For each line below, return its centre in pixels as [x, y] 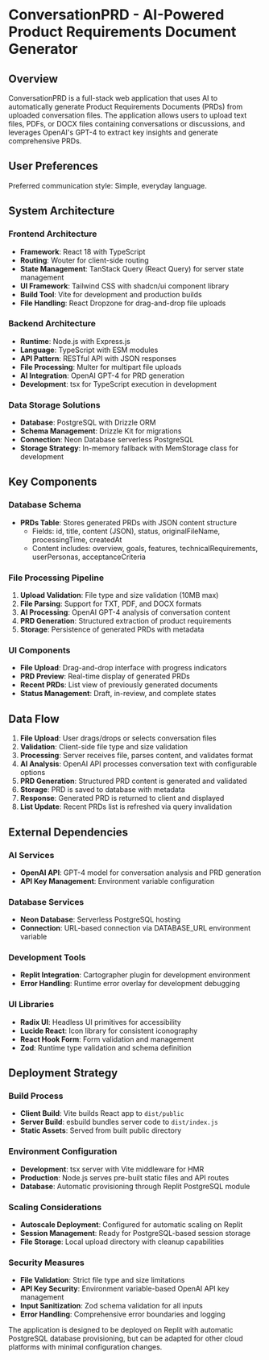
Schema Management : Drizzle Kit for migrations [101, 431]
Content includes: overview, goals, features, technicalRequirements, [145, 548]
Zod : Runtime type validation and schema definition [106, 1047]
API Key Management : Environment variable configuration [117, 881]
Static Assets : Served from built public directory [101, 1130]
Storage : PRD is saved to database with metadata [102, 790]
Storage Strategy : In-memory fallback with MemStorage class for [129, 448]
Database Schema [45, 505]
